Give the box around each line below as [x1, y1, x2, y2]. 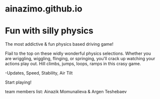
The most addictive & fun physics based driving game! [5, 41, 114, 47]
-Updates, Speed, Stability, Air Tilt [5, 70, 73, 76]
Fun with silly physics [5, 25, 93, 37]
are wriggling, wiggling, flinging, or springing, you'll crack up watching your [5, 56, 156, 62]
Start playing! [5, 79, 32, 85]
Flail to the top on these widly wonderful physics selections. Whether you [5, 50, 151, 56]
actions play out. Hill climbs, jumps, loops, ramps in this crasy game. [5, 61, 141, 67]
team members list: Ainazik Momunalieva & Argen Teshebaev [5, 89, 127, 95]
